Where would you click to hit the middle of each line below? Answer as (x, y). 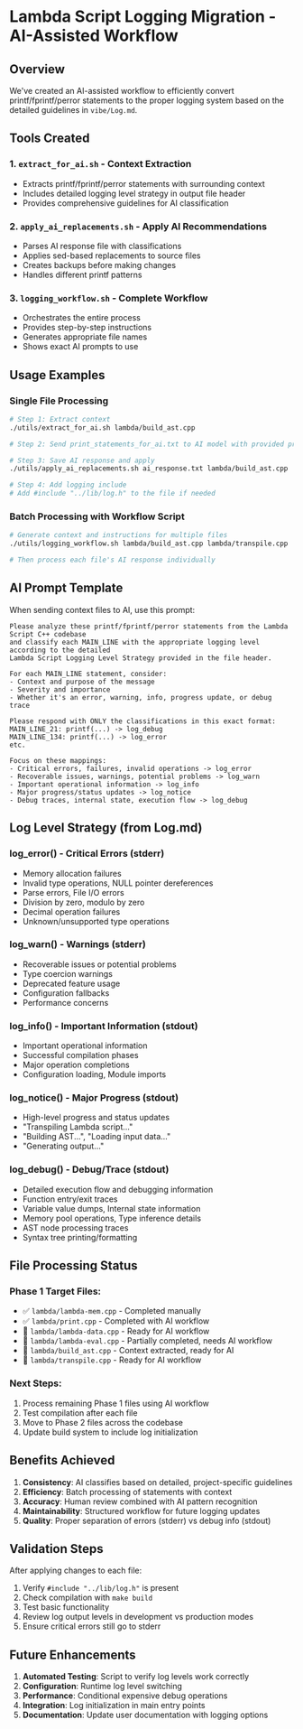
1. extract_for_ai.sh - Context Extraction (101, 164)
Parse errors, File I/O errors (73, 892)
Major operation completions (76, 1065)
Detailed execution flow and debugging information (118, 1189)
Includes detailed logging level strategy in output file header (134, 193)
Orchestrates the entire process (82, 318)
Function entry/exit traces (70, 1199)
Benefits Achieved (62, 1460)
